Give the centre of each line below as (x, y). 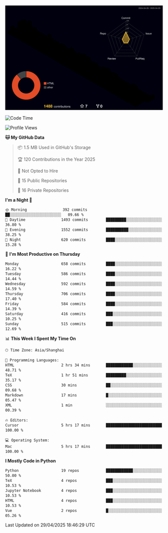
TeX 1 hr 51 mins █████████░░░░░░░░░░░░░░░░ (84, 375)
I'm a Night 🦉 (19, 200)
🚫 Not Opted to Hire (38, 171)
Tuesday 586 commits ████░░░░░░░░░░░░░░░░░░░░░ (84, 274)
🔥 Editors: (17, 420)
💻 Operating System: (27, 440)
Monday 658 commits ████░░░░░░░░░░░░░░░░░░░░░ (84, 264)
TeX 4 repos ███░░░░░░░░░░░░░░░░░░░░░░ (84, 481)
